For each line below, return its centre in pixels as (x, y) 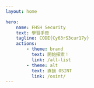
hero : (12, 22)
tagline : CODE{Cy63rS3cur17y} (53, 38)
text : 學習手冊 (33, 33)
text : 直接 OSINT (52, 71)
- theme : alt (42, 65)
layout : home (21, 11)
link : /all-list (51, 60)
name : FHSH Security (41, 27)
